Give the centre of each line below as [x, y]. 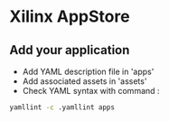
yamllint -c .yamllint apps [62, 107]
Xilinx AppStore [70, 17]
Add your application [70, 50]
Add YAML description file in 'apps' [88, 71]
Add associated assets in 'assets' [84, 81]
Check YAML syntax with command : [91, 91]
